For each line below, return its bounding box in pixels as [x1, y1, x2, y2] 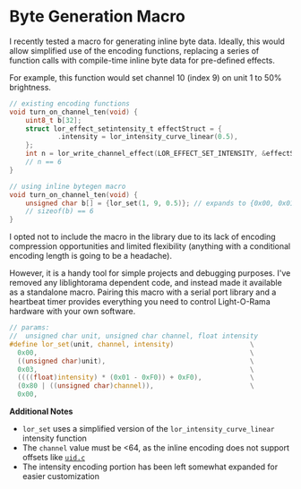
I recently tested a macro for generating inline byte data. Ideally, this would [9, 36, 285, 47]
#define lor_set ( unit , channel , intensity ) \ [9, 339, 254, 348]
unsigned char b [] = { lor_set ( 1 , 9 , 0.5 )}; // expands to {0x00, [25, 199, 275, 208]
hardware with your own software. [9, 306, 136, 317]
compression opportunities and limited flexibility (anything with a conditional [9, 241, 291, 252]
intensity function [21, 433, 88, 444]
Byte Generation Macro [9, 6, 186, 27]
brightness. [9, 81, 52, 92]
